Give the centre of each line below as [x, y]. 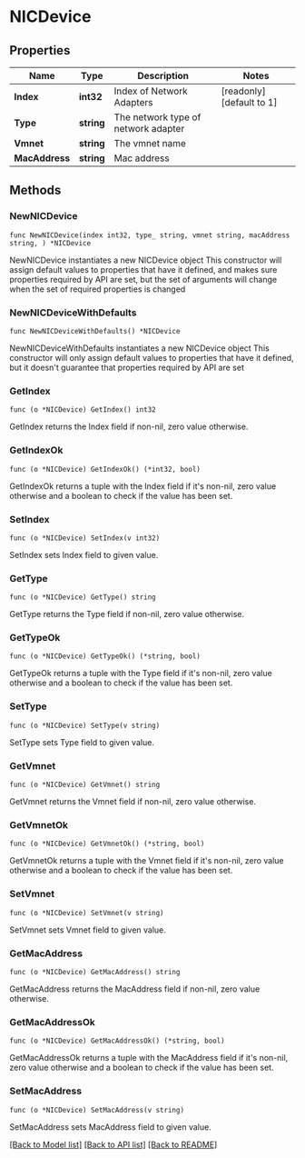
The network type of [157, 117]
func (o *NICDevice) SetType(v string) [85, 725]
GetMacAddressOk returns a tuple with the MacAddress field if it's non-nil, [149, 1058]
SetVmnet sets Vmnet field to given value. [88, 930]
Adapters [133, 102]
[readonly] [243, 91]
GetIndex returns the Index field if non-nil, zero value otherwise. [129, 427]
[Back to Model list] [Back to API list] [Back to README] [113, 1144]
